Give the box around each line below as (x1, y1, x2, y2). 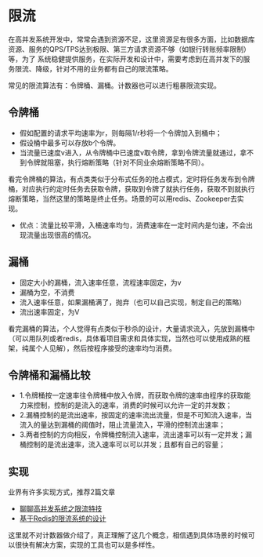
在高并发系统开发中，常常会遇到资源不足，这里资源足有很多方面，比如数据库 (8, 35, 255, 44)
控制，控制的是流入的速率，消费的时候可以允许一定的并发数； (33, 401, 232, 410)
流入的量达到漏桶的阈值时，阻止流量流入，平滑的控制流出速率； (19, 420, 225, 430)
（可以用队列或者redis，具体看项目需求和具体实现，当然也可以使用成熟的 (8, 333, 244, 343)
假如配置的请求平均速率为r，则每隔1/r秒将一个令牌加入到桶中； (19, 128, 223, 137)
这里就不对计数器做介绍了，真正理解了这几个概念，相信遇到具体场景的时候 (8, 530, 248, 540)
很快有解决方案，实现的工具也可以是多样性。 (14, 541, 159, 550)
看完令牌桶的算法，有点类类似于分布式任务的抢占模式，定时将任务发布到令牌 (8, 174, 255, 184)
